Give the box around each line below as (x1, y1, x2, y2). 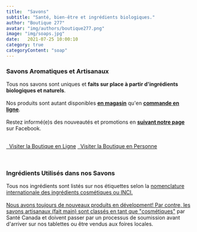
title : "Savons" (6, 8, 49, 15)
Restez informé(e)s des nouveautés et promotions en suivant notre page (6, 118, 185, 126)
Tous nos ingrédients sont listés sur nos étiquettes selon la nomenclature (6, 183, 185, 190)
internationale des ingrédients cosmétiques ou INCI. (6, 189, 134, 196)
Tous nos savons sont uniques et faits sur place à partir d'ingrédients (6, 81, 179, 88)
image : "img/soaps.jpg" (6, 31, 65, 37)
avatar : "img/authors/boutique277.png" (6, 25, 105, 32)
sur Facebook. (6, 125, 42, 132)
